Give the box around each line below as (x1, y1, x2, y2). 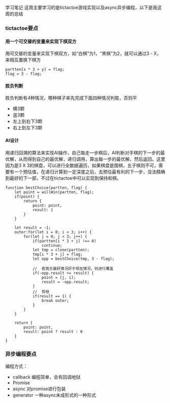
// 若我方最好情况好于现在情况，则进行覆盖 (32, 266, 114, 271)
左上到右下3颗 (12, 118, 43, 124)
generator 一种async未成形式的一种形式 (12, 392, 96, 398)
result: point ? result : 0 (23, 329, 83, 334)
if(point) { (14, 194, 40, 199)
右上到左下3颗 (12, 125, 43, 131)
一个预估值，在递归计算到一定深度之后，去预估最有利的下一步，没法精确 (14, 169, 165, 175)
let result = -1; (14, 225, 51, 230)
